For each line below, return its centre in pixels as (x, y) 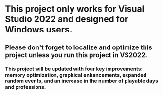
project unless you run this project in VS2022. (76, 55)
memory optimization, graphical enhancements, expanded (76, 75)
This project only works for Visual (75, 9)
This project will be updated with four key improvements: (74, 69)
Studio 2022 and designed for (67, 19)
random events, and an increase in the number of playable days (81, 81)
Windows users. (39, 30)
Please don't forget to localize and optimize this (79, 47)
